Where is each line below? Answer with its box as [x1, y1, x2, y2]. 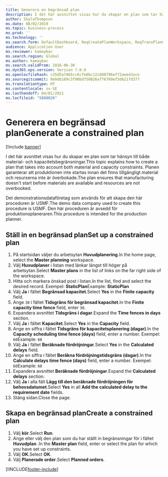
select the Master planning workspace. [12, 257, 95, 263]
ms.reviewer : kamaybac [5, 49, 53, 54]
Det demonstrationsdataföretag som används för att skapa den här [5, 195, 143, 201]
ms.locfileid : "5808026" [5, 95, 57, 100]
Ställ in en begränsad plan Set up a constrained [5, 230, 154, 239]
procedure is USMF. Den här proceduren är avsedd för [5, 205, 118, 212]
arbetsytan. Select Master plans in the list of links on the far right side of [12, 268, 162, 273]
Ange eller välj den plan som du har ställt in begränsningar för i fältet [12, 435, 154, 441]
